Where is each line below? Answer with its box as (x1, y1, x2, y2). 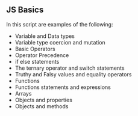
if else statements (14, 58, 60, 65)
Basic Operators (14, 45, 55, 52)
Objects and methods (14, 102, 69, 110)
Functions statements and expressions (14, 84, 111, 91)
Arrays (14, 90, 32, 97)
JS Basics (6, 5, 44, 15)
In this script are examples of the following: (6, 20, 113, 28)
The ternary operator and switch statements (14, 64, 125, 72)
